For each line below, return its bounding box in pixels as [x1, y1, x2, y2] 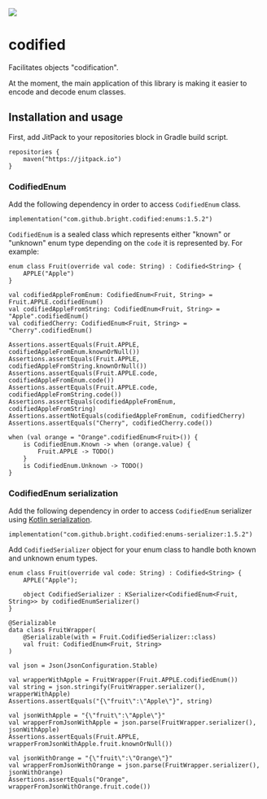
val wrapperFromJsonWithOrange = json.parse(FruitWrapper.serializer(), [8, 762, 260, 770]
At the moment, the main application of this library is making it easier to [8, 78, 247, 88]
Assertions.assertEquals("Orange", [8, 775, 129, 784]
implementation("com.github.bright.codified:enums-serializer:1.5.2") [8, 530, 253, 539]
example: [8, 247, 39, 256]
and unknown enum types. [8, 553, 98, 563]
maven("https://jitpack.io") [23, 155, 122, 163]
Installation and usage [8, 111, 124, 124]
